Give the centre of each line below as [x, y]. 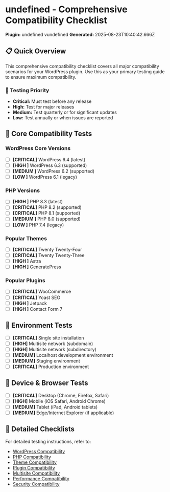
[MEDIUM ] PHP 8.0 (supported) [46, 219]
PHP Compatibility [32, 457]
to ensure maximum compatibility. [41, 77]
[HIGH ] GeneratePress [37, 267]
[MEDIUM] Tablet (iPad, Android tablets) [55, 407]
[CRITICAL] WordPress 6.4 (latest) [49, 159]
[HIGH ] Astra [27, 261]
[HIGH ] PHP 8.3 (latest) [38, 202]
